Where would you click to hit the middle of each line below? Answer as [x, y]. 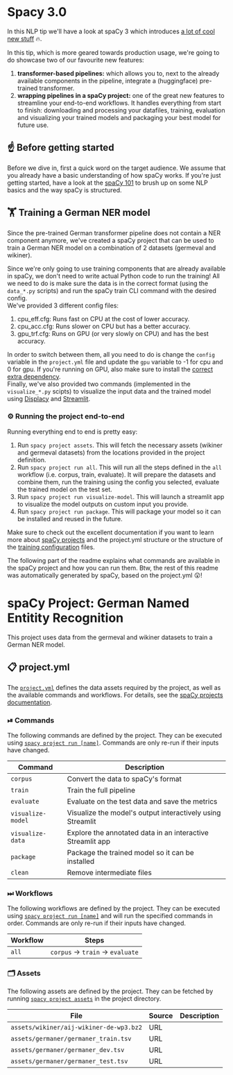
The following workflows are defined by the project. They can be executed [114, 908]
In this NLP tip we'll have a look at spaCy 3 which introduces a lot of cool [111, 31]
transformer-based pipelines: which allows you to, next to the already [118, 73]
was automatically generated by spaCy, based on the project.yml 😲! [105, 575]
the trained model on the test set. [64, 489]
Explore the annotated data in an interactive [138, 832]
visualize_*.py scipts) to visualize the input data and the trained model [109, 391]
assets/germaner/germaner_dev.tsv [68, 1050]
